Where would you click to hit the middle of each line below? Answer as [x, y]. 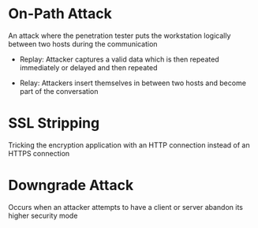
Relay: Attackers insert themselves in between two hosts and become [133, 83]
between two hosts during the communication [83, 43]
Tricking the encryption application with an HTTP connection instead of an [129, 145]
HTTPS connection [39, 153]
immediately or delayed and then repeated [88, 67]
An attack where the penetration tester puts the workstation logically [120, 36]
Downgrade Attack [71, 185]
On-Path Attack [60, 14]
